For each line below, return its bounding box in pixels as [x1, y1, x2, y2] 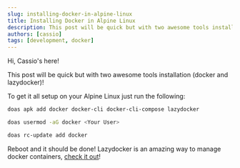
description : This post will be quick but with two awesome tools [7, 24, 209, 31]
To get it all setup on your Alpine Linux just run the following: [7, 92, 186, 101]
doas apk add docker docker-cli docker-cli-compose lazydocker [7, 106, 200, 113]
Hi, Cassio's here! [7, 56, 59, 65]
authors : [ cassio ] [7, 30, 62, 38]
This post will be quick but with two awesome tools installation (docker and [7, 71, 229, 79]
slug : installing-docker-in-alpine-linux [7, 10, 133, 18]
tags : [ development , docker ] [7, 37, 94, 44]
